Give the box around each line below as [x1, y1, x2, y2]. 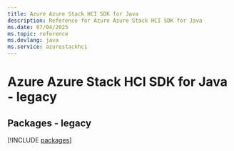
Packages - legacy [7, 117, 91, 129]
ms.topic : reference [7, 30, 69, 38]
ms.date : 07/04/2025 [7, 23, 69, 30]
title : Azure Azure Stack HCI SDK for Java [7, 10, 139, 18]
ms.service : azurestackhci [7, 43, 88, 50]
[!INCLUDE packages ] [7, 136, 72, 144]
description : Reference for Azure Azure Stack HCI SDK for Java [7, 17, 203, 24]
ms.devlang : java [7, 37, 59, 44]
